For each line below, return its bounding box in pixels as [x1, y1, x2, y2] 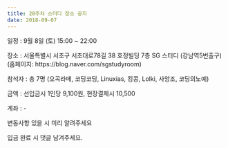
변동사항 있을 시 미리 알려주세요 [7, 118, 93, 127]
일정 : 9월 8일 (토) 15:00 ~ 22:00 [7, 36, 97, 45]
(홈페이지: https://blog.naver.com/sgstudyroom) [7, 59, 142, 68]
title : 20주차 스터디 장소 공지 [7, 10, 88, 17]
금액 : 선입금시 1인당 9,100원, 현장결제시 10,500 [7, 89, 136, 98]
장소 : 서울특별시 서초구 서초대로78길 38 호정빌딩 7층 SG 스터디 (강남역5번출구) [7, 51, 222, 59]
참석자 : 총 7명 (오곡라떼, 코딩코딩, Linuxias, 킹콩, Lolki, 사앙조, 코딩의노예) [7, 74, 209, 83]
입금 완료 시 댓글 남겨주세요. [7, 133, 83, 142]
